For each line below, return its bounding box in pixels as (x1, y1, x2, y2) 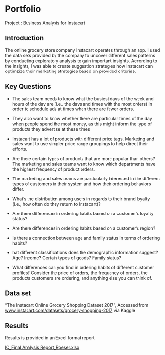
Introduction (5, 34, 44, 42)
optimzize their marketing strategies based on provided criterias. (5, 68, 136, 74)
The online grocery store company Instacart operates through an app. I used (5, 47, 160, 53)
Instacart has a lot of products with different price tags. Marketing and (12, 136, 155, 142)
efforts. (12, 146, 27, 152)
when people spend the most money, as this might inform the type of (12, 121, 152, 127)
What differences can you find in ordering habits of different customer (12, 264, 154, 270)
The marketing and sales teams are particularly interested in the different (12, 176, 160, 181)
